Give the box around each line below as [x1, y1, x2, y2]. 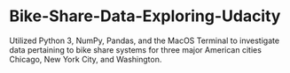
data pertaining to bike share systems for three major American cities [9, 44, 262, 55]
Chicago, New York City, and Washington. [9, 54, 162, 64]
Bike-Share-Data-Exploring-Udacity [9, 6, 281, 26]
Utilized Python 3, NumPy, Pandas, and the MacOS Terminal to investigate [9, 35, 280, 46]
